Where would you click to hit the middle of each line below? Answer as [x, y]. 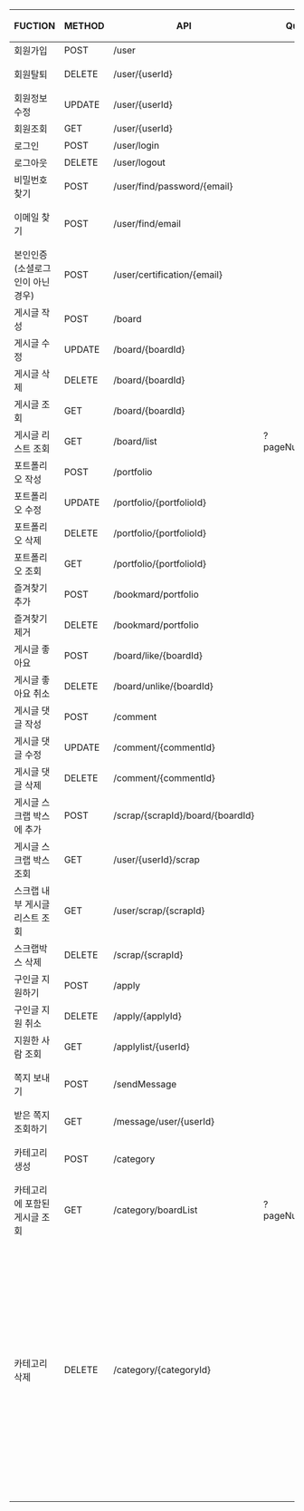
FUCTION [35, 26]
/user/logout [139, 162]
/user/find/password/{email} [173, 186]
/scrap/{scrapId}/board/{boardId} [184, 815]
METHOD [84, 26]
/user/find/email [147, 224]
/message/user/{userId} [164, 1121]
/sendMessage [145, 1084]
